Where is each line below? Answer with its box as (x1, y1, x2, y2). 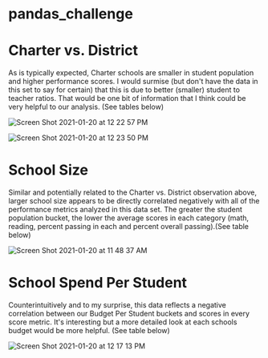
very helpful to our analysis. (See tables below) (8, 102, 164, 112)
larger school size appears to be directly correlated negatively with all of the (8, 196, 260, 206)
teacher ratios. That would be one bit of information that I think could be (8, 94, 246, 103)
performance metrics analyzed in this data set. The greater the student (8, 205, 242, 215)
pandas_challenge (8, 5, 134, 23)
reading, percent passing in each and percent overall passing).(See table (8, 222, 250, 231)
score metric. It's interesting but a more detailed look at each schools (8, 317, 238, 327)
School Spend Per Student (8, 274, 187, 292)
